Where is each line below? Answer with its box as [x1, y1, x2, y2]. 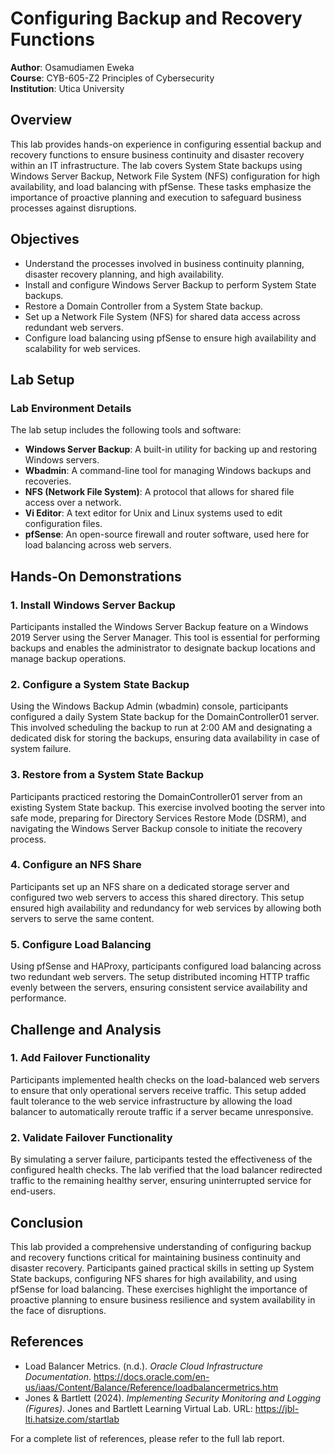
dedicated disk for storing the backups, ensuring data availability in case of [10, 732, 320, 744]
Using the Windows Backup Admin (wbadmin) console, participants [10, 700, 289, 712]
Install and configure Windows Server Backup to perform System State [24, 278, 317, 291]
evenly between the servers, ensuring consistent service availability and [10, 982, 308, 994]
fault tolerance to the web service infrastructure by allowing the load [10, 1095, 293, 1107]
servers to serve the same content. [10, 912, 155, 924]
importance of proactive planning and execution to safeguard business [10, 191, 302, 203]
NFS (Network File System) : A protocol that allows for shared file [24, 486, 295, 498]
